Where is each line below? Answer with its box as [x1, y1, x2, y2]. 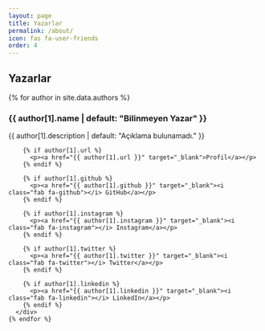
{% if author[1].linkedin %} [22, 280, 120, 288]
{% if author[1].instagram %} [22, 210, 124, 218]
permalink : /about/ [8, 27, 74, 35]
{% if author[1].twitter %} [22, 245, 116, 253]
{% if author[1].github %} [22, 174, 113, 183]
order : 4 [8, 42, 38, 50]
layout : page [8, 11, 52, 20]
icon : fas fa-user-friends [8, 34, 99, 43]
